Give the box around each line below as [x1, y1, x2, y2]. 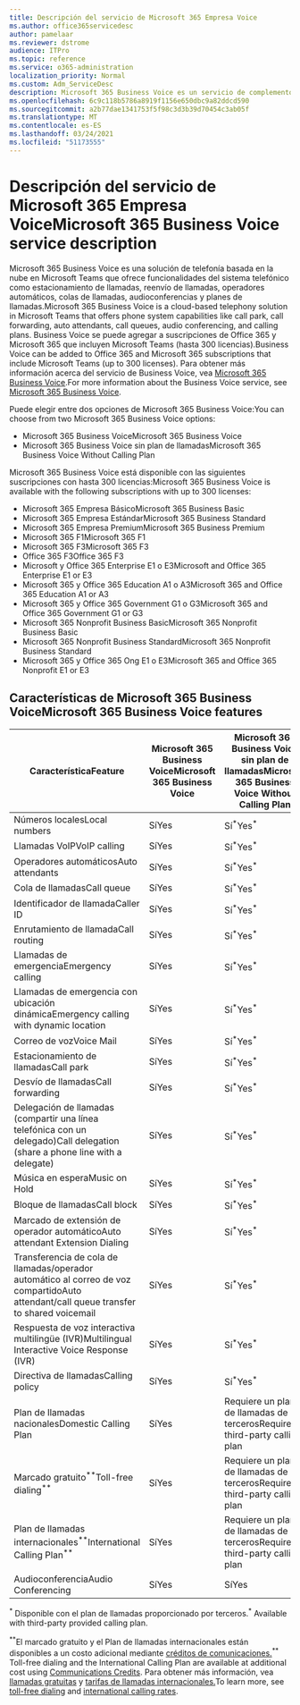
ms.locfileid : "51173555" [9, 138, 105, 147]
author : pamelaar [9, 30, 74, 38]
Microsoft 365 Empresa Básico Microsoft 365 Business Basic [21, 502, 245, 514]
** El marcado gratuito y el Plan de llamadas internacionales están [9, 1635, 249, 1648]
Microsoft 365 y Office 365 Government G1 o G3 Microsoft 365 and [21, 598, 268, 609]
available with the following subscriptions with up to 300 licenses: [9, 485, 252, 496]
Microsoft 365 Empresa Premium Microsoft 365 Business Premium [21, 522, 265, 533]
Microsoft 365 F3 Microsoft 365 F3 [21, 541, 149, 552]
